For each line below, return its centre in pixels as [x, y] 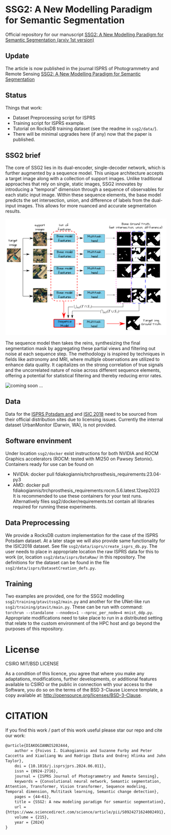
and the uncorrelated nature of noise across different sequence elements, [83, 370]
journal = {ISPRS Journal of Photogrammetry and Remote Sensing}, [87, 777]
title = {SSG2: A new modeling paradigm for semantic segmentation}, [90, 802]
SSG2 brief [23, 155]
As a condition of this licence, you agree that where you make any [75, 674]
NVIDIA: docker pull [34, 474]
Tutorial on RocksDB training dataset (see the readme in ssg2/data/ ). [85, 129]
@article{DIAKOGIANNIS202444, [38, 746]
